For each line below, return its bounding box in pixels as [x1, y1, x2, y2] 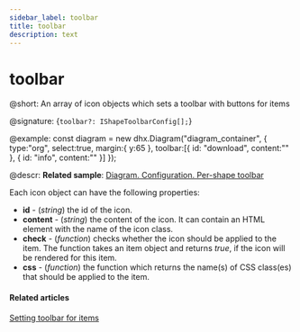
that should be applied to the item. [22, 272, 150, 283]
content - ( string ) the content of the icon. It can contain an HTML [22, 214, 266, 225]
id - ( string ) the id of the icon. [22, 204, 132, 216]
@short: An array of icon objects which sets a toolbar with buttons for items [9, 98, 290, 109]
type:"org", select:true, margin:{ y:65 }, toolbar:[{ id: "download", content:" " [9, 143, 290, 154]
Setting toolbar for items [9, 312, 99, 323]
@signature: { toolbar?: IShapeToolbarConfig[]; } [9, 116, 193, 127]
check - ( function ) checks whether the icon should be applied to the [22, 233, 277, 244]
